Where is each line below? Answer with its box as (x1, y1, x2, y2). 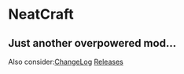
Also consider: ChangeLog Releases (8, 57, 123, 66)
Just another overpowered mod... (8, 37, 177, 50)
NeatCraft (8, 5, 75, 23)
